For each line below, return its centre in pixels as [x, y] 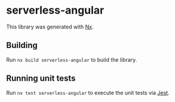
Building [22, 45]
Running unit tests [41, 79]
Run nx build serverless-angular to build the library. [72, 59]
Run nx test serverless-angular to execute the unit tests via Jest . [88, 93]
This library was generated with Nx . [50, 27]
